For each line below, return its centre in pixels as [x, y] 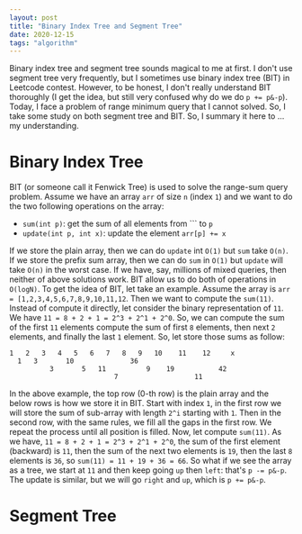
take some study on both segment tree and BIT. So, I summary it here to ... [147, 116]
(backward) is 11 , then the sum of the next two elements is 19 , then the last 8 [151, 451]
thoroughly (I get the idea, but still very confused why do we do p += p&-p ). [148, 97]
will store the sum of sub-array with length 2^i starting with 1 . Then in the [145, 413]
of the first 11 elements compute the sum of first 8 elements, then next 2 [142, 327]
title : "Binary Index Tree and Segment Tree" [96, 26]
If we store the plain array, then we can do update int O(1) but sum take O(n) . [149, 251]
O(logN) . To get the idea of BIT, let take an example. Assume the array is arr [150, 289]
